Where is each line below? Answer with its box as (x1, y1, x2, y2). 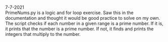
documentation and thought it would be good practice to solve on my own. (5, 15, 160, 21)
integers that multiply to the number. (5, 31, 81, 37)
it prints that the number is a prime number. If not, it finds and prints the (5, 26, 154, 32)
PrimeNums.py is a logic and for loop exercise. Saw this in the (5, 10, 134, 16)
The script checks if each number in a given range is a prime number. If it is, (5, 20, 163, 26)
